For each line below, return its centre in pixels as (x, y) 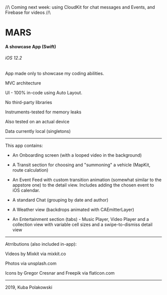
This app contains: (24, 145)
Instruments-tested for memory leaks (43, 112)
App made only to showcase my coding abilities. (55, 73)
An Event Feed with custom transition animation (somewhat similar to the (87, 180)
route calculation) (30, 170)
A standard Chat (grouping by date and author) (60, 200)
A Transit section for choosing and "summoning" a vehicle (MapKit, (81, 165)
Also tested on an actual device (37, 121)
